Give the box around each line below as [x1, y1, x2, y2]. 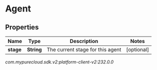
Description [69, 38, 98, 44]
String [26, 46, 42, 53]
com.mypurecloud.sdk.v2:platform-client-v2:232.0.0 [5, 59, 114, 65]
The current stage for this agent [46, 46, 121, 53]
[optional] [125, 46, 149, 53]
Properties [5, 23, 39, 31]
